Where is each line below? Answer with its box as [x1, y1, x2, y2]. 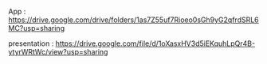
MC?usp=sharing [8, 24, 65, 32]
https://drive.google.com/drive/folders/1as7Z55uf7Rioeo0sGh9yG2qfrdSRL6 [8, 15, 259, 24]
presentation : [8, 39, 54, 48]
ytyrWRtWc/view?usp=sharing [8, 47, 108, 56]
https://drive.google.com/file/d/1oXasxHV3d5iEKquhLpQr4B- [55, 39, 256, 48]
